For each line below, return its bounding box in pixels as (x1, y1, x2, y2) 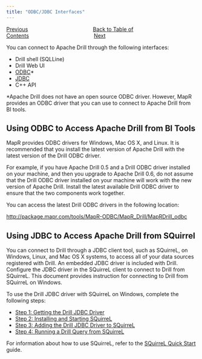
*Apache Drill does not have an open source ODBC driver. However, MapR (6, 93, 192, 100)
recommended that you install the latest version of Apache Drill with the (6, 146, 185, 153)
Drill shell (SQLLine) (15, 55, 65, 62)
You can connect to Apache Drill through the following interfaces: (6, 44, 169, 51)
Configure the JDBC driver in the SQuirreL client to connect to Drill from (6, 266, 186, 273)
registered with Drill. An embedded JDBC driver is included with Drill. (6, 260, 178, 267)
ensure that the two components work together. (6, 189, 125, 197)
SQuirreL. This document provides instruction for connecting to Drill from (6, 272, 189, 280)
